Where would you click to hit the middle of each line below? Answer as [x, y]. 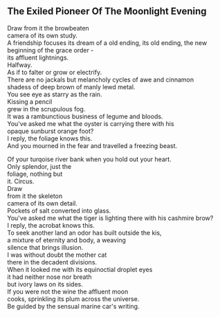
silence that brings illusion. [45, 247]
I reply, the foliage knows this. [50, 138]
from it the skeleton [35, 196]
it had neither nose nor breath [49, 277]
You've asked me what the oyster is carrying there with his [91, 123]
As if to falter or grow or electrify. [55, 72]
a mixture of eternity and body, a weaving [67, 240]
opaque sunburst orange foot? [51, 131]
